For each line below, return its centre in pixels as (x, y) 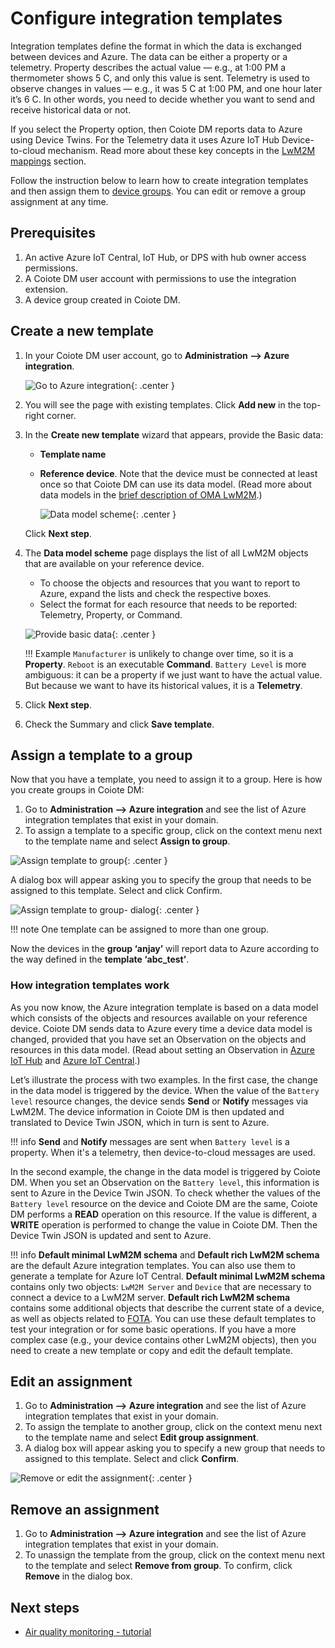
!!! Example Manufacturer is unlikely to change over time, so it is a (159, 653)
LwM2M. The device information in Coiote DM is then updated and (147, 1111)
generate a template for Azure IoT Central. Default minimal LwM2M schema (168, 1276)
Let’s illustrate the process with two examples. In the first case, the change (164, 1079)
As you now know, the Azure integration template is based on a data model (164, 1007)
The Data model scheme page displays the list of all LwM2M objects (166, 553)
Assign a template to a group (101, 755)
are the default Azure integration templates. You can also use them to (153, 1265)
